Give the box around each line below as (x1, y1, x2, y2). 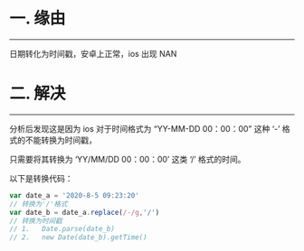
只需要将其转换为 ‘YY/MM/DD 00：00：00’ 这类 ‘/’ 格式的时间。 (9, 153, 246, 164)
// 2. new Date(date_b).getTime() (9, 233, 147, 242)
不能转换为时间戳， (24, 135, 97, 145)
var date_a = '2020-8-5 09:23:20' (9, 191, 140, 200)
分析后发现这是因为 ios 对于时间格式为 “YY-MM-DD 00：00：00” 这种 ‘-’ (9, 123, 280, 134)
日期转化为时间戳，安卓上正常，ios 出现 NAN (9, 48, 177, 59)
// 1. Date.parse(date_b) (9, 225, 116, 234)
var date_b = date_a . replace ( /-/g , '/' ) (9, 208, 160, 217)
